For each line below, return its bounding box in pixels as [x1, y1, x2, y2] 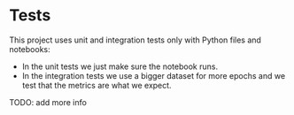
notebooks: [9, 43, 50, 54]
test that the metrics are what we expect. [21, 80, 172, 90]
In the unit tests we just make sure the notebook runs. [21, 61, 219, 72]
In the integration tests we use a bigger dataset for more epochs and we [21, 70, 286, 80]
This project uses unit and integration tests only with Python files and [9, 34, 261, 45]
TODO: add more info [9, 96, 87, 107]
